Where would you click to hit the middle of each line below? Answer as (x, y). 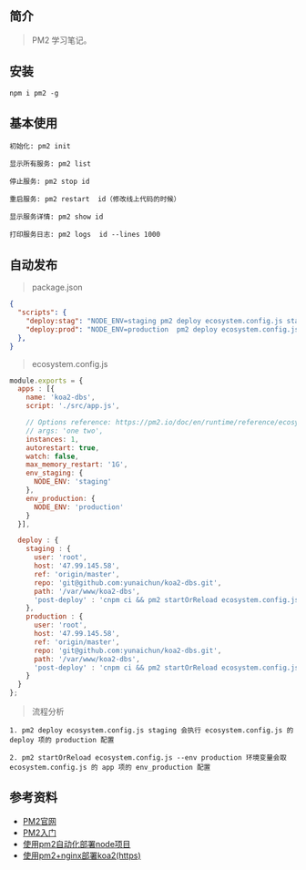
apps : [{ (36, 389)
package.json (57, 287)
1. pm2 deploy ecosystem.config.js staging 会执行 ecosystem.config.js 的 (152, 731)
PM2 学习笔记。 (61, 40)
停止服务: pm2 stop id (50, 182)
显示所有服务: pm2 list (50, 164)
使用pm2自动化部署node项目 (76, 844)
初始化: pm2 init (40, 147)
